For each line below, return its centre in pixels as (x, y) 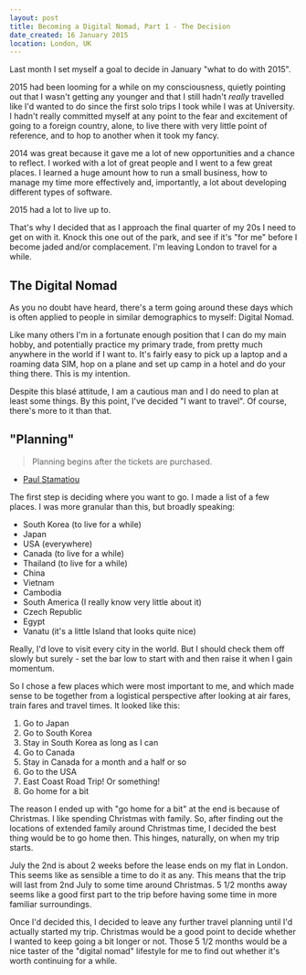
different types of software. (61, 192)
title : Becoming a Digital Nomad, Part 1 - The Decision (120, 26)
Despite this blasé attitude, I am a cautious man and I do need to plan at (144, 392)
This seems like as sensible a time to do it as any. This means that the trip (148, 874)
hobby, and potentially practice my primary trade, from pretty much (136, 344)
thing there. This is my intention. (70, 374)
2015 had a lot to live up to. (60, 210)
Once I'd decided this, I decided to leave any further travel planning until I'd (151, 922)
